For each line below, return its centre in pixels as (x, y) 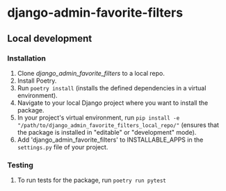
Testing (20, 165)
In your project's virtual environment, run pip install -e (98, 117)
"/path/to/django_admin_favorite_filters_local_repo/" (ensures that (118, 125)
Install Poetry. (37, 81)
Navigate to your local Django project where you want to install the (113, 103)
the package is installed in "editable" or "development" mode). (107, 132)
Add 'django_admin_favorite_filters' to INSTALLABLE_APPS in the (110, 140)
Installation (27, 58)
